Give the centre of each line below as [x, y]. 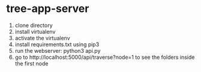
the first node [31, 63]
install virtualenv [35, 31]
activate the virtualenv [42, 38]
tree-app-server [48, 9]
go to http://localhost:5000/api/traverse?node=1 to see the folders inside [105, 57]
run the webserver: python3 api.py [58, 50]
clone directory [34, 25]
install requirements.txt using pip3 [57, 44]
